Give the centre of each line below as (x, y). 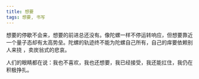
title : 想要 (20, 12)
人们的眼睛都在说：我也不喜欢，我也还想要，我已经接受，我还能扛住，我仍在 (99, 62)
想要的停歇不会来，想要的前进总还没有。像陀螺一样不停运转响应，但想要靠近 (99, 35)
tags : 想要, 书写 (26, 17)
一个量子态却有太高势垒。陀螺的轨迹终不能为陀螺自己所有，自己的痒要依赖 (97, 42)
